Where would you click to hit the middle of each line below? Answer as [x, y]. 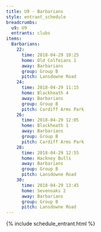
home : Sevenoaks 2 [44, 191]
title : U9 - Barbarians [35, 11]
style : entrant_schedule [36, 17]
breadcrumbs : [22, 22]
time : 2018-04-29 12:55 [50, 153]
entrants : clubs [31, 33]
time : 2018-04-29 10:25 [50, 55]
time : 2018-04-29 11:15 [50, 88]
